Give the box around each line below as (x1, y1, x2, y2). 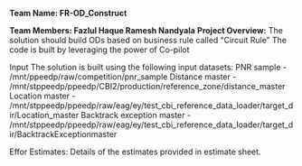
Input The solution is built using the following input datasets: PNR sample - (9, 62, 288, 72)
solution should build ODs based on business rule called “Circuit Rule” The (9, 35, 288, 45)
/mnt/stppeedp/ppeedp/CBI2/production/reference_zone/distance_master (9, 81, 286, 91)
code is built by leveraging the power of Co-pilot (9, 44, 190, 55)
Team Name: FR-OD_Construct (9, 8, 127, 18)
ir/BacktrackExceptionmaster (9, 129, 118, 139)
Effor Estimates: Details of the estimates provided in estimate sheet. (9, 146, 261, 157)
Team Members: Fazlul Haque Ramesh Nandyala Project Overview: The (9, 25, 283, 35)
